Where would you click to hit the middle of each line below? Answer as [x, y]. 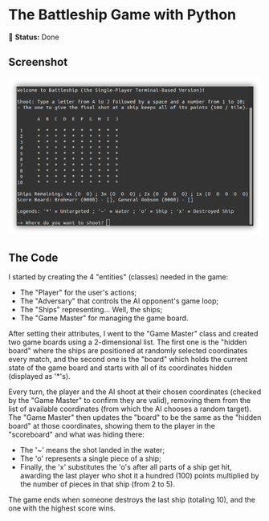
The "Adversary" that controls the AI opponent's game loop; [119, 301]
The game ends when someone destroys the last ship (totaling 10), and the [132, 500]
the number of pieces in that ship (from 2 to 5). [97, 484]
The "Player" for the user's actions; [78, 293]
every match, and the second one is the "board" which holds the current [128, 360]
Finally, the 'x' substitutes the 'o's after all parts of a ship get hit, [126, 467]
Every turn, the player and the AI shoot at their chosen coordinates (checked [135, 392]
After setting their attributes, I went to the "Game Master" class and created [133, 334]
